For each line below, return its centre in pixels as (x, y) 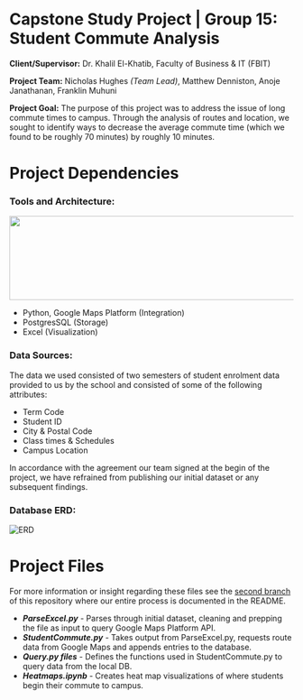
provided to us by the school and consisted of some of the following (136, 384)
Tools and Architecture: (62, 201)
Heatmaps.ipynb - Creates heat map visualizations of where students (153, 676)
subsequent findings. (49, 486)
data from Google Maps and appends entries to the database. (137, 647)
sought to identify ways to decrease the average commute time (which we (147, 127)
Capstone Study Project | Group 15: (143, 19)
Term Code (43, 411)
